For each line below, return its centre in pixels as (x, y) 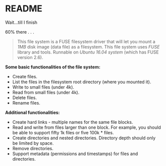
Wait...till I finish (21, 22)
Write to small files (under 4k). (43, 87)
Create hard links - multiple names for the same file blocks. (73, 122)
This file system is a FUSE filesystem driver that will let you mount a (86, 41)
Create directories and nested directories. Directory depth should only (84, 138)
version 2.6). (30, 57)
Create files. (25, 76)
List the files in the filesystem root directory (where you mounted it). (82, 82)
